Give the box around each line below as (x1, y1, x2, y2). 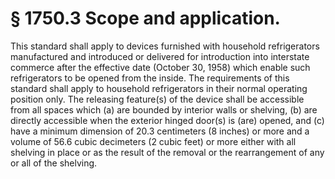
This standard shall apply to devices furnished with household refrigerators (10, 40, 320, 52)
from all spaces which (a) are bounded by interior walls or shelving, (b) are (10, 103, 318, 116)
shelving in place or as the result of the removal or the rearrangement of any (10, 146, 325, 158)
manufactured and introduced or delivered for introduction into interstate (10, 50, 310, 62)
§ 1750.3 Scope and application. (10, 7, 281, 30)
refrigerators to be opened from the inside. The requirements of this (10, 72, 290, 84)
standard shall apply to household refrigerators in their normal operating (10, 82, 308, 94)
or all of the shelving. (10, 157, 98, 169)
